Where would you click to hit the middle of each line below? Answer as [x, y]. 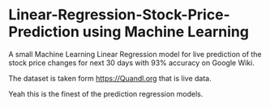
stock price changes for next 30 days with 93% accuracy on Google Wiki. [132, 63]
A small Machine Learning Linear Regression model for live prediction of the [135, 54]
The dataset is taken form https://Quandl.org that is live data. [110, 78]
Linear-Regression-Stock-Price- [120, 15]
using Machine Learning [166, 32]
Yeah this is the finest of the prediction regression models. [106, 93]
